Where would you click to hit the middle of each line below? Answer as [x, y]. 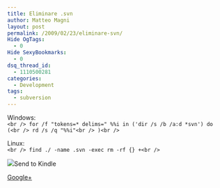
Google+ [20, 177]
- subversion [32, 98]
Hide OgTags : [26, 40]
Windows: [22, 118]
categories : [24, 78]
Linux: [16, 143]
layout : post [26, 26]
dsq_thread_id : [29, 65]
